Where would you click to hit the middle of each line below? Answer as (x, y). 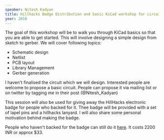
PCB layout (23, 63)
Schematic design (30, 52)
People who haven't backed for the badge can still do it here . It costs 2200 (80, 127)
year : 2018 (16, 19)
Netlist (19, 58)
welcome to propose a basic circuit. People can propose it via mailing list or (81, 88)
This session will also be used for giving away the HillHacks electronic (76, 102)
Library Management (33, 68)
